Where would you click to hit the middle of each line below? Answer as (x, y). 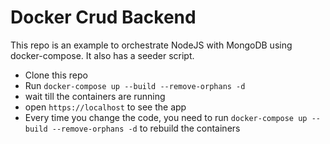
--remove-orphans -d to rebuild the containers (146, 128)
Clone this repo (56, 75)
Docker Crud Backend (103, 17)
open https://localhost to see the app (105, 107)
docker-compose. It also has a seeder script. (102, 55)
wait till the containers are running (95, 96)
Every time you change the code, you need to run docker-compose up (166, 117)
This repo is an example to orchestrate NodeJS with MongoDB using (151, 45)
